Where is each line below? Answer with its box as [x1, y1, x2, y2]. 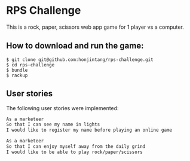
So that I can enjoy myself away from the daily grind [6, 144, 146, 150]
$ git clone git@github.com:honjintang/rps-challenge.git [6, 56, 154, 63]
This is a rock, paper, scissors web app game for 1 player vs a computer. [6, 23, 184, 31]
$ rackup [6, 72, 28, 78]
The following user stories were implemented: [6, 104, 119, 111]
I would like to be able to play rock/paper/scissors [6, 149, 143, 155]
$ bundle [6, 67, 28, 73]
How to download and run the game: [6, 41, 144, 51]
